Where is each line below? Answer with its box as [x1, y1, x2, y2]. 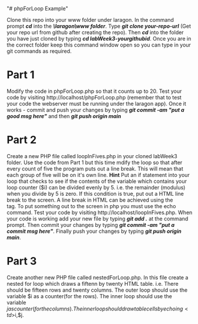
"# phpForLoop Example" [6, 5, 68, 12]
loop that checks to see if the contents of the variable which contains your [6, 178, 187, 185]
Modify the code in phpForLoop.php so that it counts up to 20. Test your [6, 88, 182, 95]
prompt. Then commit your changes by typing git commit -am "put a [6, 221, 175, 228]
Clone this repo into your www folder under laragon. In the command [6, 16, 174, 23]
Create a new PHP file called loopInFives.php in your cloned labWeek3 [6, 152, 177, 159]
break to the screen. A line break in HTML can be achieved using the [6, 196, 173, 203]
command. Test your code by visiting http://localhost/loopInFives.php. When [6, 209, 193, 216]
